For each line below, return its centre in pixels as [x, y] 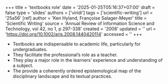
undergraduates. [30, 49]
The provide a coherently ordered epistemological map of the [77, 71]
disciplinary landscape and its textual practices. [62, 76]
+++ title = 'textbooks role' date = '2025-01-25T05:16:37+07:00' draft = [80, 7]
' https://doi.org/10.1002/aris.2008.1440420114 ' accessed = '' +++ [74, 34]
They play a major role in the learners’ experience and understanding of [88, 60]
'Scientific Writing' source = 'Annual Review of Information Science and [80, 23]
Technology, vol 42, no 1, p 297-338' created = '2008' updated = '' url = [81, 29]
